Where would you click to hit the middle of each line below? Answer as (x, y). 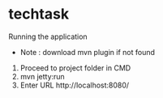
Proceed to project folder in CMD (75, 68)
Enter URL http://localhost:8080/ (75, 85)
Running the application (48, 36)
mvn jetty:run (42, 76)
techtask (39, 14)
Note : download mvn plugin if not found (88, 52)
